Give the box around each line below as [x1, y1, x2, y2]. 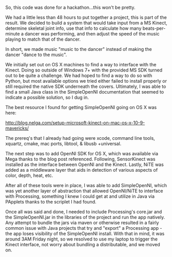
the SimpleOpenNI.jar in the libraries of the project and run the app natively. [5, 214, 165, 220]
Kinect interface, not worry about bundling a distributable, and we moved [5, 242, 160, 247]
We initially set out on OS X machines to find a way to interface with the [5, 62, 157, 67]
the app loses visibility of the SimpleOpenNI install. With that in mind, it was [5, 231, 165, 236]
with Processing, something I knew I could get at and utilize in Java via [5, 193, 155, 199]
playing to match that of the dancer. [5, 36, 81, 42]
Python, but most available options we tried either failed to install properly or [5, 78, 167, 84]
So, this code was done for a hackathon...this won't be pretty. [5, 5, 136, 10]
